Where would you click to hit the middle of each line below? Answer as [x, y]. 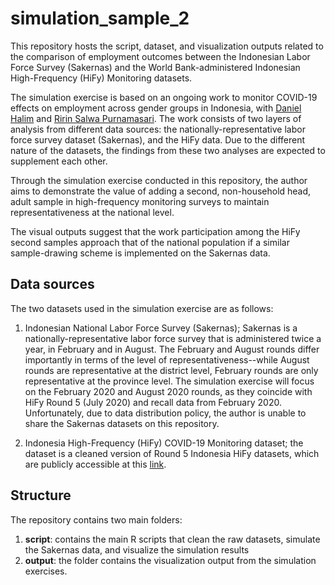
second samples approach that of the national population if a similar [150, 242]
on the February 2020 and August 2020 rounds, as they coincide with [168, 391]
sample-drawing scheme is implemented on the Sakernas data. [140, 253]
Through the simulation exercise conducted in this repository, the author [159, 180]
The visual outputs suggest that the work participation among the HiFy [155, 231]
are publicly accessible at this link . [95, 464]
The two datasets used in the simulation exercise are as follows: [142, 308]
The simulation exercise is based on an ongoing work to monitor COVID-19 [164, 97]
